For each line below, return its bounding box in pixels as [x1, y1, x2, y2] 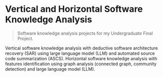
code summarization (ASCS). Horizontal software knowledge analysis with [5, 55, 158, 61]
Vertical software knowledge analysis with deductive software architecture [5, 45, 158, 51]
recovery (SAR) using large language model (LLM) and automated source [5, 50, 155, 56]
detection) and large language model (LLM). [5, 66, 95, 72]
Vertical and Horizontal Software [5, 3, 143, 15]
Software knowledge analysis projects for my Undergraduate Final [17, 30, 153, 36]
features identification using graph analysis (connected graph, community [5, 61, 157, 67]
